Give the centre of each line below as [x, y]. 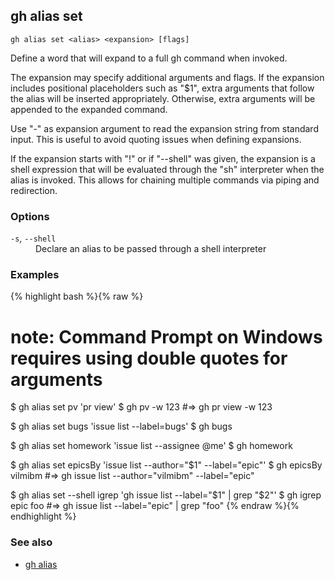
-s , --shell [33, 238]
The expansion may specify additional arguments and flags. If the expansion [167, 77]
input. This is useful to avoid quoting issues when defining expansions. [156, 139]
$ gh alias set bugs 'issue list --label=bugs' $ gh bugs [121, 426]
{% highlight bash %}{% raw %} [77, 296]
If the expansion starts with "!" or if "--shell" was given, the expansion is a [163, 158]
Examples [35, 275]
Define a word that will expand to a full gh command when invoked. [149, 58]
